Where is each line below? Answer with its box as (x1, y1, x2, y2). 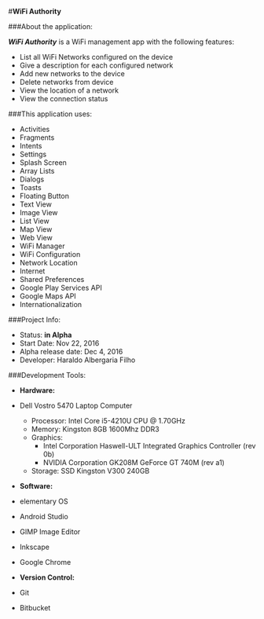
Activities (19, 125, 50, 134)
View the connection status (19, 94, 108, 103)
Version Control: (19, 573, 75, 582)
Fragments (19, 133, 55, 142)
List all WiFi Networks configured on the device (19, 53, 174, 61)
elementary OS (19, 496, 68, 506)
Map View (19, 225, 53, 234)
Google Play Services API (19, 283, 102, 292)
